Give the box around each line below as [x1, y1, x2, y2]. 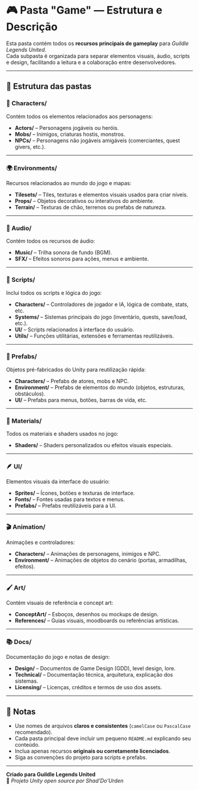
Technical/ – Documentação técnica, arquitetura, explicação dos [14, 671, 174, 678]
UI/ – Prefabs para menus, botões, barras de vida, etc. [14, 396, 147, 403]
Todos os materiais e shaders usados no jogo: [6, 430, 118, 438]
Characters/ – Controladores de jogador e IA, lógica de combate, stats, [14, 301, 189, 308]
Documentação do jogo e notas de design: [6, 654, 110, 661]
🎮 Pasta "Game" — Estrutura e [6, 4, 163, 17]
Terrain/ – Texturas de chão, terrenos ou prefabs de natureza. [14, 203, 166, 211]
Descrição [6, 20, 58, 34]
